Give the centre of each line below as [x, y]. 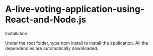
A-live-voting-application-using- [75, 9]
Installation [16, 33]
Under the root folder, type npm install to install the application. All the [77, 43]
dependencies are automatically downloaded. [52, 48]
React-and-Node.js [46, 20]
